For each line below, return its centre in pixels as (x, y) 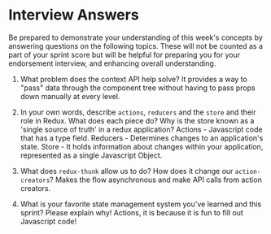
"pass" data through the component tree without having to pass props (138, 88)
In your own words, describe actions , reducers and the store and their (138, 112)
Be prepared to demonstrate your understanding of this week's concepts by (135, 37)
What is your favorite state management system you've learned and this (141, 204)
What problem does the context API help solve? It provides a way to (134, 79)
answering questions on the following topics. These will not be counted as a (135, 45)
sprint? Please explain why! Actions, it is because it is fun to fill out (132, 212)
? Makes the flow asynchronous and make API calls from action (156, 180)
